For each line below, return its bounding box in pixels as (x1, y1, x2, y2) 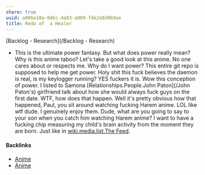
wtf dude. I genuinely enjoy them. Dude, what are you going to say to (14, 108, 190, 115)
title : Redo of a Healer (6, 20, 72, 26)
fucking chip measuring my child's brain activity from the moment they (14, 121, 194, 128)
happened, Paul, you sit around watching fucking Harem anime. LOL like (14, 101, 198, 109)
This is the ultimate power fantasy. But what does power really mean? (14, 49, 191, 56)
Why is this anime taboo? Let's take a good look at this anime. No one (14, 56, 191, 63)
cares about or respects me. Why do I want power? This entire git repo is (14, 62, 199, 69)
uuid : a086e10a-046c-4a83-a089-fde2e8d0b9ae (6, 15, 122, 21)
